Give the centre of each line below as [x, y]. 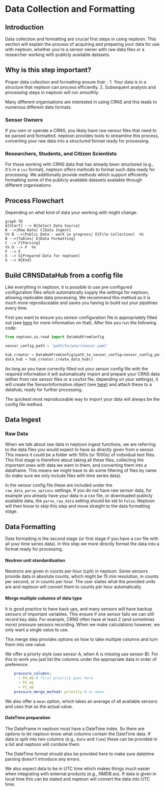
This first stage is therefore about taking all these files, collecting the [74, 460]
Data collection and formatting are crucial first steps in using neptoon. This [81, 39]
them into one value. [26, 645]
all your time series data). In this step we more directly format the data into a [82, 544]
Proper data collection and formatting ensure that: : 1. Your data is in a [76, 82]
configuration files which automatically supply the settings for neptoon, [77, 292]
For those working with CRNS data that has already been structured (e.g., [79, 164]
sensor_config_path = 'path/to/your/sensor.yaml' [57, 346]
